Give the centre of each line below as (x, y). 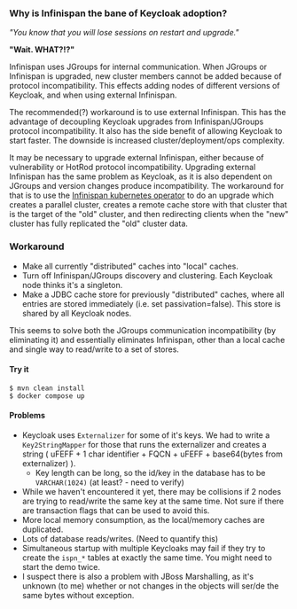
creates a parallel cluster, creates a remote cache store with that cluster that (148, 205)
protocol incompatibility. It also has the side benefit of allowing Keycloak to (146, 131)
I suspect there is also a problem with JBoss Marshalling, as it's (138, 576)
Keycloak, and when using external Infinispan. (93, 95)
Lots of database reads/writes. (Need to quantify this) (120, 539)
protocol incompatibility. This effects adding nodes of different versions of (145, 86)
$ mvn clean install (47, 388)
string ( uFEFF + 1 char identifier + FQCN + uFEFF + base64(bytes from (152, 454)
